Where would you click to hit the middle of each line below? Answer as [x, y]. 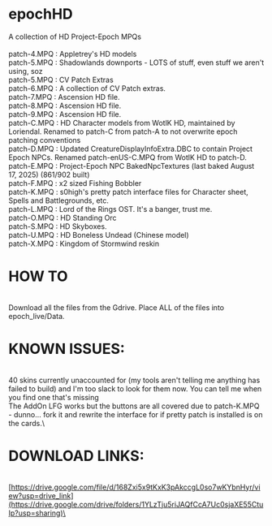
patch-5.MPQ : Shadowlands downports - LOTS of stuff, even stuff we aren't [136, 63]
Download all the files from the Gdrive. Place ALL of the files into [117, 307]
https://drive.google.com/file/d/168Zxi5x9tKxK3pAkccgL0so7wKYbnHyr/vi [136, 487]
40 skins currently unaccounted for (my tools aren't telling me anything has [134, 380]
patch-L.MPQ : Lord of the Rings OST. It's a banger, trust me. [110, 209]
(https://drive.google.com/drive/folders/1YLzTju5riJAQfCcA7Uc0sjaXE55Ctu [136, 504]
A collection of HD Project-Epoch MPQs [75, 37]
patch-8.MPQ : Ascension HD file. [65, 106]
